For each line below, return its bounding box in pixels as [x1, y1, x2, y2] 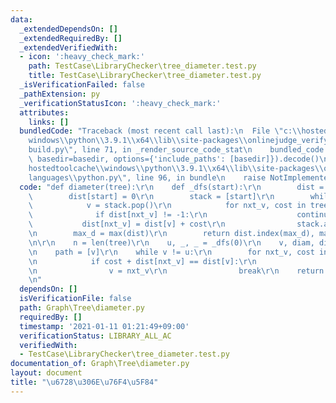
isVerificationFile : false [19, 294, 132, 304]
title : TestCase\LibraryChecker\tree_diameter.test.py [28, 71, 262, 81]
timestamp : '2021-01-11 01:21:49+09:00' [19, 321, 190, 331]
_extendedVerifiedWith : [19, 42, 118, 53]
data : [10, 14, 33, 25]
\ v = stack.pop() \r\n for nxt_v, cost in [28, 201, 307, 211]
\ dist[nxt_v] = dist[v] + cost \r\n [28, 219, 226, 230]
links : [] [28, 117, 70, 127]
